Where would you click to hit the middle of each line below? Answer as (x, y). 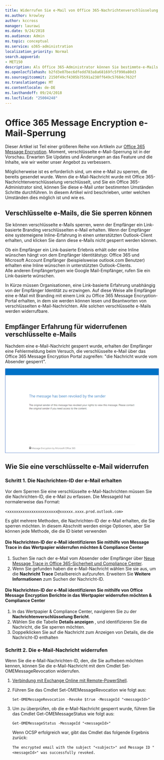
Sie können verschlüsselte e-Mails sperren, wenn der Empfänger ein (74, 225)
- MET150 (14, 62)
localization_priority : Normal (37, 51)
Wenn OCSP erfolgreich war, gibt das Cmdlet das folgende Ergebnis (81, 733)
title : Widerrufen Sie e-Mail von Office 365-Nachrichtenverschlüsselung (82, 10)
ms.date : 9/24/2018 (25, 31)
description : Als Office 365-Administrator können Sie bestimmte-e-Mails (82, 67)
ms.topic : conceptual (27, 42)
